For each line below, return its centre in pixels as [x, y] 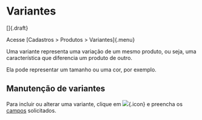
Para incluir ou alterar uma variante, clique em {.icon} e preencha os [95, 104]
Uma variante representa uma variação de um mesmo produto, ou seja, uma [101, 51]
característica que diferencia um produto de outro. [69, 58]
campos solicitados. [31, 110]
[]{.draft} [17, 28]
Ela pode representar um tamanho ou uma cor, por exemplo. [81, 69]
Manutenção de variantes [56, 89]
